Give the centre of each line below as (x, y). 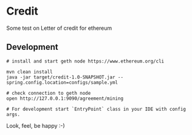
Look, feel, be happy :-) (36, 125)
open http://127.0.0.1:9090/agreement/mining (65, 99)
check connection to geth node (51, 93)
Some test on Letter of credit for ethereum (59, 28)
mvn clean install (29, 72)
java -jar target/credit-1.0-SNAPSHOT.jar (61, 77)
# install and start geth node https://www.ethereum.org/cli (85, 61)
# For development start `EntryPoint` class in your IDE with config (96, 109)
